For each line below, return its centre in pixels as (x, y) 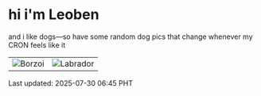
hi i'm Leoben (54, 15)
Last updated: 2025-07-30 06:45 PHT (71, 83)
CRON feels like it (37, 44)
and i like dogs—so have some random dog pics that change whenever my (130, 36)
